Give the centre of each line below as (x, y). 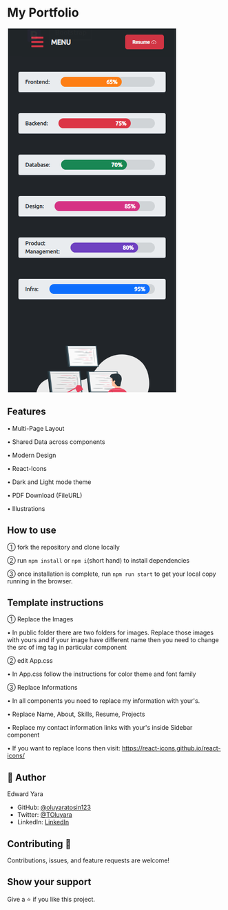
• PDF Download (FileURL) (45, 495)
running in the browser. (40, 581)
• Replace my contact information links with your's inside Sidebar (100, 728)
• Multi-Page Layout (36, 428)
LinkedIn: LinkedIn (43, 822)
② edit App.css (30, 661)
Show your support (49, 882)
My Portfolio (43, 13)
